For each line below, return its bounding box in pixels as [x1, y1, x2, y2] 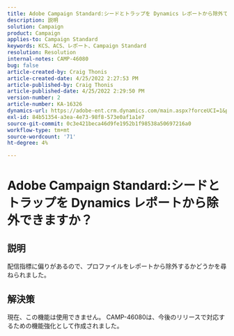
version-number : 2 [7, 95, 61, 102]
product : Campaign [7, 29, 61, 37]
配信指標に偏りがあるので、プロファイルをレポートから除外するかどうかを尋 [7, 262, 227, 271]
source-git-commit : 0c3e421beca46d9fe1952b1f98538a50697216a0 [7, 120, 192, 127]
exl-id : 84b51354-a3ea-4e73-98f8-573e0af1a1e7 [7, 113, 145, 120]
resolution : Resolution [7, 49, 77, 56]
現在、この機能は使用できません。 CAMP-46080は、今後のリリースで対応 [7, 312, 219, 321]
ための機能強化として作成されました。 [13, 321, 123, 330]
